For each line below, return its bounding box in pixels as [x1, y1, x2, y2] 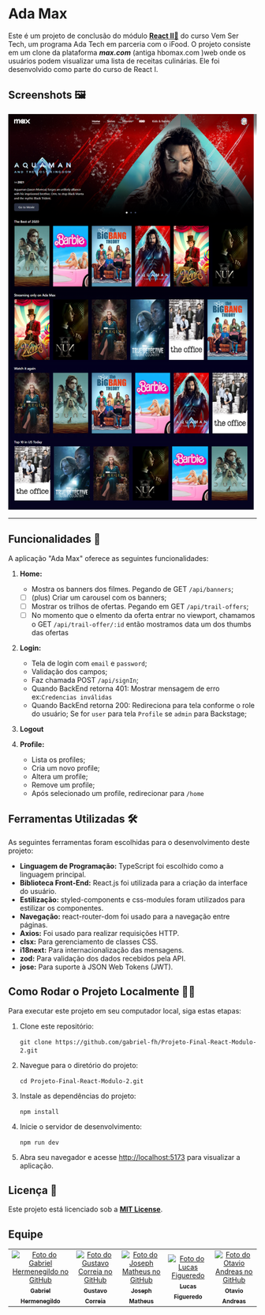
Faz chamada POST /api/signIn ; [31, 675, 140, 684]
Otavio [224, 1287, 244, 1294]
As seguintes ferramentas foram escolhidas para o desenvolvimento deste [8, 837, 250, 847]
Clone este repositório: [19, 1021, 95, 1031]
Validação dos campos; [31, 666, 108, 676]
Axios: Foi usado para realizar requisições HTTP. [19, 928, 180, 938]
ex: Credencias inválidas [31, 692, 113, 701]
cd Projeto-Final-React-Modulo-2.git [19, 1077, 144, 1085]
